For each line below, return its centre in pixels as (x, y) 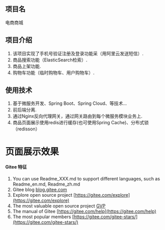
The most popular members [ (43, 217)
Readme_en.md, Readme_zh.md (46, 184)
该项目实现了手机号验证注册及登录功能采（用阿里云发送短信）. (78, 53)
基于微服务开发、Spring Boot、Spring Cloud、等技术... (70, 103)
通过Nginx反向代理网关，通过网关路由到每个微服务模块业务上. (77, 116)
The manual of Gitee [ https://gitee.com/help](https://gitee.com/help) (85, 211)
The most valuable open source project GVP (59, 205)
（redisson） (26, 129)
